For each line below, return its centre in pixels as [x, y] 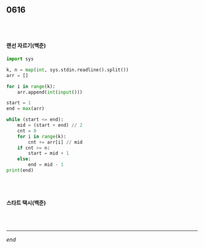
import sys [20, 59]
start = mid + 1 [49, 153]
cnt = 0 [27, 131]
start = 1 [19, 103]
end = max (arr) [25, 109]
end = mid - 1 [46, 165]
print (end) [20, 170]
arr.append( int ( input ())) [50, 92]
